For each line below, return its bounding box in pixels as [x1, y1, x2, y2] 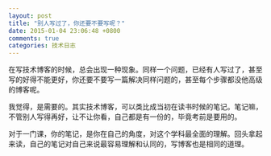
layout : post [8, 11, 52, 20]
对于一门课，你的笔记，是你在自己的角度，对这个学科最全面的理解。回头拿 [8, 129, 256, 139]
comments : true [8, 34, 60, 43]
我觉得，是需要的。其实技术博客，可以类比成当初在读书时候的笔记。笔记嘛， [8, 102, 263, 112]
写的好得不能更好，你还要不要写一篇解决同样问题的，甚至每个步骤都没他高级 [8, 75, 263, 84]
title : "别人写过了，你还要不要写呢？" [8, 19, 125, 27]
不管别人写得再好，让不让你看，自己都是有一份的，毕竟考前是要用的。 [8, 112, 242, 121]
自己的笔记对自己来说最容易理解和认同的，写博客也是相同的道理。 [29, 139, 248, 149]
